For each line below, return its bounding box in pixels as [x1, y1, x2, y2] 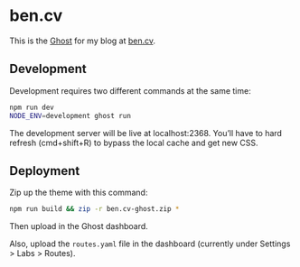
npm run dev [9, 103, 54, 112]
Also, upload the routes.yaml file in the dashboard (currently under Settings [9, 238, 291, 249]
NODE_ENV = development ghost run [9, 111, 131, 120]
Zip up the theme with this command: [9, 187, 148, 198]
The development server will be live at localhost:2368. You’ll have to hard [9, 127, 283, 138]
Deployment [9, 163, 80, 179]
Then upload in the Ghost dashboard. [9, 221, 149, 232]
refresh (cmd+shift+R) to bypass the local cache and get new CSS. [9, 137, 258, 148]
